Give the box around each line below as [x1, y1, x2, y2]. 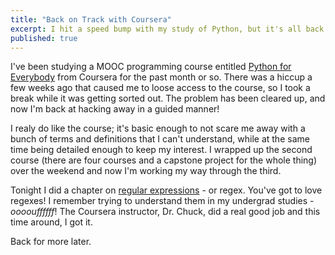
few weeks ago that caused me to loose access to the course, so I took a [10, 82, 311, 94]
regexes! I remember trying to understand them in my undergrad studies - [10, 195, 315, 207]
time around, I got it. [10, 216, 93, 228]
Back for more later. [10, 236, 92, 248]
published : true [10, 33, 78, 43]
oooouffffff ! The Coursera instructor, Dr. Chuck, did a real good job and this [10, 206, 321, 218]
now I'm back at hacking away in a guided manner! [10, 103, 220, 115]
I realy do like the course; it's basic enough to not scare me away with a [10, 122, 306, 135]
